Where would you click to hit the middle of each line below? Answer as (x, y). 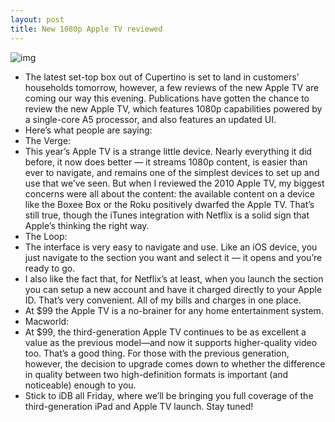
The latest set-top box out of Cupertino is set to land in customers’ (162, 77)
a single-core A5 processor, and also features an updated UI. (150, 119)
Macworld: (47, 321)
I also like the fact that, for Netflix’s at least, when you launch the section (174, 278)
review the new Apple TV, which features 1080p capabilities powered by (173, 108)
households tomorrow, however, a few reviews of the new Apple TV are (172, 87)
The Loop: (46, 236)
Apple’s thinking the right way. (87, 225)
